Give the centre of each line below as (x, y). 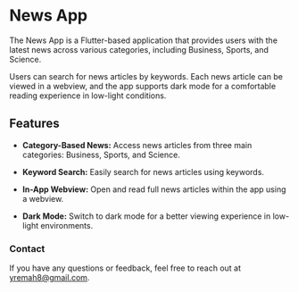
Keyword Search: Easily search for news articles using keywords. (143, 171)
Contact (27, 248)
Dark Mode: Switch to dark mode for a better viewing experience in (146, 216)
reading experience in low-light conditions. (88, 96)
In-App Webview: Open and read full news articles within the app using (154, 189)
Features (34, 124)
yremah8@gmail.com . (50, 278)
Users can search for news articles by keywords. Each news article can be (146, 76)
